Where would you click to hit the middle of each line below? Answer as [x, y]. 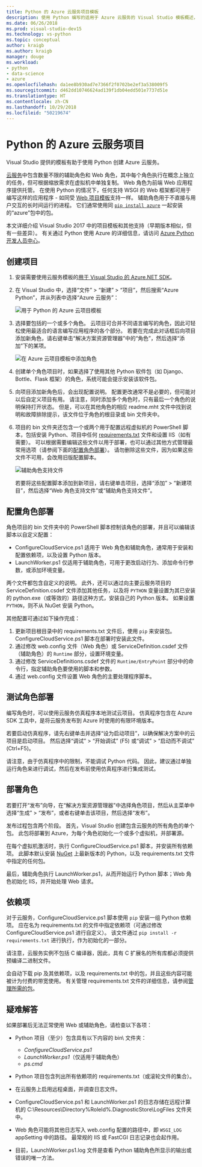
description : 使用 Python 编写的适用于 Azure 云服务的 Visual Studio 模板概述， [102, 17]
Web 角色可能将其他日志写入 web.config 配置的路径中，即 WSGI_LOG [98, 1130]
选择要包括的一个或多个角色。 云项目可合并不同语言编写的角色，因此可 [103, 323]
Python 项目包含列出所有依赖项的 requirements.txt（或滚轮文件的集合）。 [105, 1077]
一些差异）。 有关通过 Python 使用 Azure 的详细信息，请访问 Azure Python [103, 233]
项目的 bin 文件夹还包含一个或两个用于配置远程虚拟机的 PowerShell [98, 427]
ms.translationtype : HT [36, 96]
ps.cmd [33, 1064]
